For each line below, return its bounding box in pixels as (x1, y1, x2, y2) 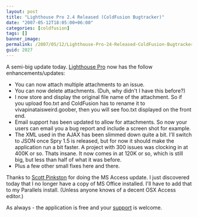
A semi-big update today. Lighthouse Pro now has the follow (6, 63, 153, 70)
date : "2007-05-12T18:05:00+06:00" (6, 19, 94, 25)
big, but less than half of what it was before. (14, 156, 122, 163)
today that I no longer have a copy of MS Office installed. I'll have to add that (6, 180, 192, 187)
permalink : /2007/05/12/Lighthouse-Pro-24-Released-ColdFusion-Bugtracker (6, 42, 194, 48)
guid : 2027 (6, 47, 33, 53)
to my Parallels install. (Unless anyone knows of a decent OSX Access (6, 186, 176, 193)
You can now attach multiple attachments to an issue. (14, 81, 145, 88)
